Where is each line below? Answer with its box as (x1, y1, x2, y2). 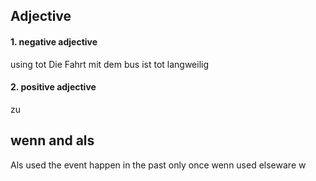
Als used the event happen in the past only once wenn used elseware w (10, 159, 307, 171)
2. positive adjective (10, 81, 97, 93)
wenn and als (10, 132, 95, 149)
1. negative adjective (10, 35, 98, 48)
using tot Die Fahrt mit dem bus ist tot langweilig (10, 58, 210, 70)
